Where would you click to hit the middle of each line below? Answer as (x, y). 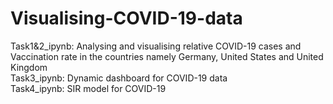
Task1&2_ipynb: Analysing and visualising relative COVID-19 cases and (156, 46)
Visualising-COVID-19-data (126, 18)
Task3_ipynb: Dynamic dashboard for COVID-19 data (119, 78)
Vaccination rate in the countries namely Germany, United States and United (167, 56)
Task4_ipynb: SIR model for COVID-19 (88, 88)
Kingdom (29, 67)
